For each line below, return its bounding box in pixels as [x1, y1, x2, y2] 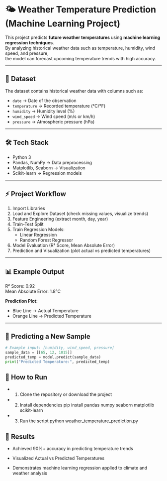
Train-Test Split [12, 221, 44, 227]
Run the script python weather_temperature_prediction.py [19, 418, 138, 424]
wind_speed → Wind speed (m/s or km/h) [12, 113, 95, 120]
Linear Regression [19, 232, 57, 238]
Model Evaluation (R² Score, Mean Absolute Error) [12, 242, 115, 248]
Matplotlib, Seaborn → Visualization [12, 165, 85, 171]
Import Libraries [12, 205, 46, 212]
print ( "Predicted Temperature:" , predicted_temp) [5, 359, 110, 364]
